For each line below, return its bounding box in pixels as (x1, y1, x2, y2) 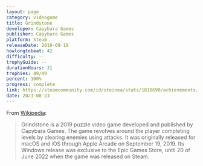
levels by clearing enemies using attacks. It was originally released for (21, 134, 196, 141)
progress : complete (6, 82, 56, 88)
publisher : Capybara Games (6, 31, 74, 37)
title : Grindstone (6, 20, 53, 26)
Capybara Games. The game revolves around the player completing (21, 127, 190, 134)
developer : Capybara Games (6, 25, 74, 32)
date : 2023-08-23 (6, 93, 50, 99)
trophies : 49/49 (6, 70, 47, 76)
